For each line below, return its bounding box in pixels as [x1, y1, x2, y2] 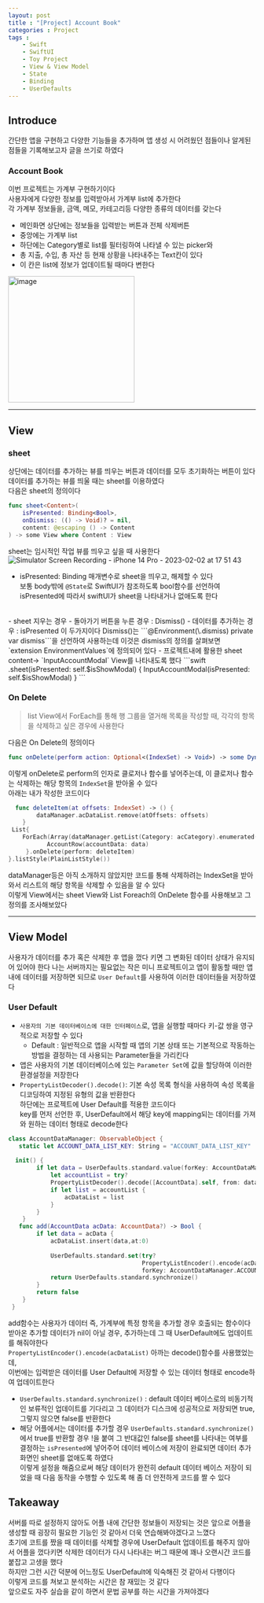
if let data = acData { [36, 1230, 114, 1238]
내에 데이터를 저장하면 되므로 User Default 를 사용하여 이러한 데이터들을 [8, 972, 229, 982]
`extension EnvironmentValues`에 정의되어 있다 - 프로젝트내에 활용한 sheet [8, 646, 243, 655]
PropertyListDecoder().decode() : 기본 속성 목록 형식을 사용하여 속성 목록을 [19, 1079, 255, 1089]
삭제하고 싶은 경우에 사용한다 [35, 720, 124, 730]
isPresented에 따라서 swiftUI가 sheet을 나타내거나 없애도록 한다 [19, 591, 218, 600]
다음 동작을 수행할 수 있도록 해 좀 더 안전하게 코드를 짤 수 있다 [42, 1472, 231, 1482]
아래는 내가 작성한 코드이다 [8, 788, 90, 798]
